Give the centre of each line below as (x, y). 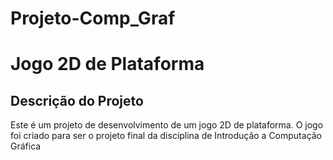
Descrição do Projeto (77, 100)
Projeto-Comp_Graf (93, 18)
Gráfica (26, 146)
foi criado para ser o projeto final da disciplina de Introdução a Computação (166, 136)
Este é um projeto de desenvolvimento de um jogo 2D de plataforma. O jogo (167, 125)
